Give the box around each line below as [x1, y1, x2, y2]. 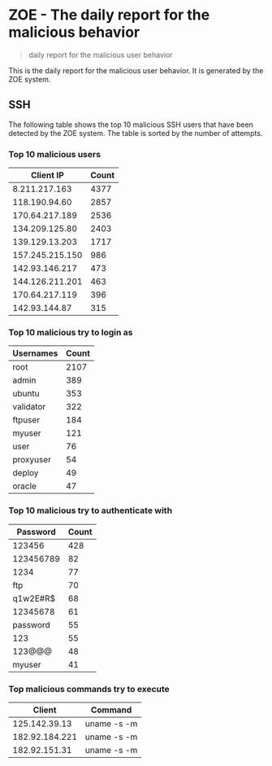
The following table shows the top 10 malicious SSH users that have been [8, 120, 254, 129]
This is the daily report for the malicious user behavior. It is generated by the [8, 65, 264, 75]
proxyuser [12, 454, 51, 466]
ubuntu [12, 388, 40, 400]
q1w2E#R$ [12, 593, 55, 604]
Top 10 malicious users [8, 148, 101, 160]
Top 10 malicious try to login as [8, 326, 133, 338]
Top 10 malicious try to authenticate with [8, 505, 173, 516]
